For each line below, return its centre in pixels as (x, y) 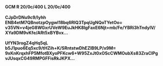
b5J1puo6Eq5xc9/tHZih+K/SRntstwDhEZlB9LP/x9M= (61, 48)
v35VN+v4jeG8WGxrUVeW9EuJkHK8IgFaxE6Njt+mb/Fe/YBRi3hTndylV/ (80, 28)
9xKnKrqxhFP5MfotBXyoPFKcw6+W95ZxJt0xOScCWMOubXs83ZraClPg (81, 53)
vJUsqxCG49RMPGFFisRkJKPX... (40, 58)
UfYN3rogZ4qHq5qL (27, 43)
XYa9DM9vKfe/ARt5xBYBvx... (36, 33)
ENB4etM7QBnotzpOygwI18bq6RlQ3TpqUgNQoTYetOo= (64, 23)
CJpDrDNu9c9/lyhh (26, 17)
